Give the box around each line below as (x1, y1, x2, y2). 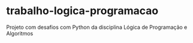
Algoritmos (6, 29, 34, 37)
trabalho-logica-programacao (6, 4, 159, 18)
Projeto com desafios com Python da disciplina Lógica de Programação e (6, 24, 188, 31)
